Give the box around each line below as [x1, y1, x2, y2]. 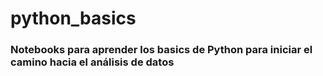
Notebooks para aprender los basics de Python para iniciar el [10, 43, 313, 57]
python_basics [10, 7, 137, 30]
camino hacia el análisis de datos [10, 55, 175, 69]
